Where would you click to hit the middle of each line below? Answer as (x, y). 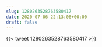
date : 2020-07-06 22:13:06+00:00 (47, 17)
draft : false (22, 22)
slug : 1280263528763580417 (39, 11)
